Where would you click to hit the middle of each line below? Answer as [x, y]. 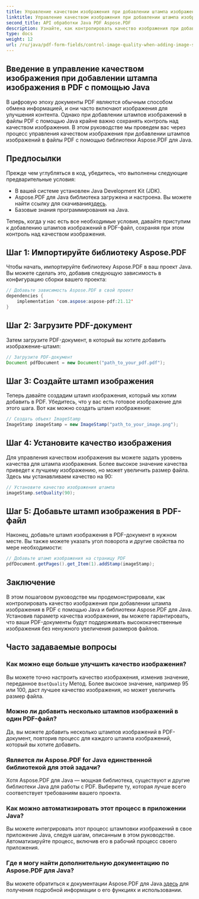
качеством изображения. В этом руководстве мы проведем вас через [96, 127]
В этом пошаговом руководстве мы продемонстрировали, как [86, 597]
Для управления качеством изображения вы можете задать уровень [94, 457]
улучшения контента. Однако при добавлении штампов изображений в [97, 114]
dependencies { [25, 296]
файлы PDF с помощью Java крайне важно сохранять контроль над [92, 121]
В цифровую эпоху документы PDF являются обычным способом [89, 102]
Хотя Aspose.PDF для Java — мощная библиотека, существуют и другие [98, 781]
